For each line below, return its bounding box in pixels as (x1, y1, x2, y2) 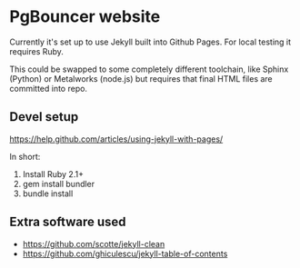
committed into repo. (9, 83, 88, 94)
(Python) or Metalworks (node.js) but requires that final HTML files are (9, 73, 273, 84)
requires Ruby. (9, 45, 64, 56)
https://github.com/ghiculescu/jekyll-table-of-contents (22, 248, 228, 259)
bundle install (22, 188, 74, 199)
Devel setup (9, 109, 79, 124)
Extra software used (9, 214, 126, 230)
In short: (9, 151, 41, 162)
